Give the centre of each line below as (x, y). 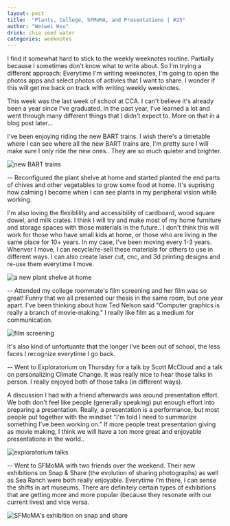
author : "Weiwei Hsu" (38, 26)
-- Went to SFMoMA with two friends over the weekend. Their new (101, 465)
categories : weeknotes (39, 39)
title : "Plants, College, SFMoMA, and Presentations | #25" (96, 20)
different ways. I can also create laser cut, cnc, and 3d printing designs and (114, 257)
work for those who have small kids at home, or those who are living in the (112, 235)
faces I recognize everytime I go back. (61, 354)
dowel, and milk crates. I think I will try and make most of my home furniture (114, 220)
